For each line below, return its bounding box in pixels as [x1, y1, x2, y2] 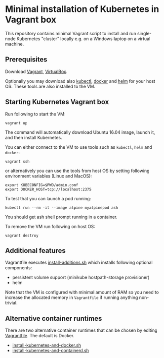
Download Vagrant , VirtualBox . [5, 68, 68, 74]
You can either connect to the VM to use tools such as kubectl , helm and [5, 144, 152, 150]
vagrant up [5, 120, 28, 125]
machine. [5, 41, 24, 47]
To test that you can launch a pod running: [5, 195, 91, 201]
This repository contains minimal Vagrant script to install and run [5, 30, 137, 36]
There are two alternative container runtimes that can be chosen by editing [5, 327, 158, 333]
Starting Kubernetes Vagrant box [5, 98, 109, 106]
